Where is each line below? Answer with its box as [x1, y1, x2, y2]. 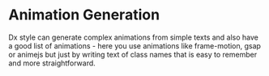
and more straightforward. [8, 58, 96, 68]
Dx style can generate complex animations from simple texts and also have [8, 32, 259, 42]
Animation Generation [8, 6, 160, 24]
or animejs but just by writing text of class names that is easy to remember [8, 49, 258, 59]
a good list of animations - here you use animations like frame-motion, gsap [8, 40, 262, 50]
